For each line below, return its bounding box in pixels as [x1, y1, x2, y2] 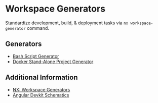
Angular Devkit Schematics [12, 92, 69, 98]
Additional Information [5, 73, 78, 82]
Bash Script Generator [12, 53, 59, 59]
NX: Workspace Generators [12, 86, 70, 92]
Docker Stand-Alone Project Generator [12, 59, 94, 65]
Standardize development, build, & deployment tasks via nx [5, 20, 128, 26]
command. [27, 25, 50, 31]
